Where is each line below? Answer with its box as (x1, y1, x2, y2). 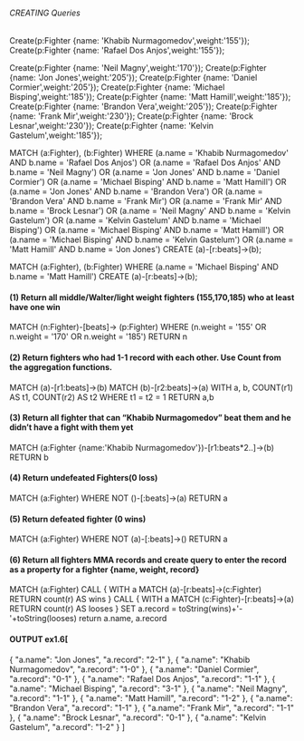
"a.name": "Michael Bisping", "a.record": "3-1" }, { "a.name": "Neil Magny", (9, 683, 288, 694)
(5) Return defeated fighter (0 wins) (9, 513, 147, 524)
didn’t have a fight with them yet (9, 422, 134, 433)
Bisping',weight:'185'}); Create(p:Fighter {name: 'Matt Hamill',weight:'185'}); (9, 92, 291, 102)
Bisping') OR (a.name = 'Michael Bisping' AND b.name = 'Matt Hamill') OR (9, 225, 285, 236)
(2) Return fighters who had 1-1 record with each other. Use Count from (9, 352, 282, 363)
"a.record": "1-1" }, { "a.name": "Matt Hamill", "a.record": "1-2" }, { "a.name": (9, 692, 293, 703)
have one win (9, 301, 61, 312)
